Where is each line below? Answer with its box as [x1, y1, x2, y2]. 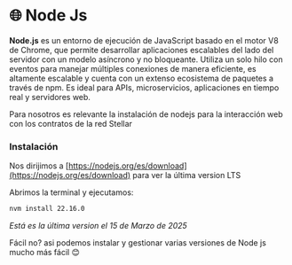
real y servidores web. [9, 91, 91, 102]
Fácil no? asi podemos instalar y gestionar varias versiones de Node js [9, 238, 266, 248]
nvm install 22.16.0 [9, 205, 86, 214]
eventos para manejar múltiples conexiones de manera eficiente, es [9, 63, 256, 74]
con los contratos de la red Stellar [9, 118, 133, 129]
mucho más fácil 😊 [9, 247, 80, 258]
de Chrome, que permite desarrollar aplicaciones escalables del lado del [9, 44, 274, 55]
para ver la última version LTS [132, 170, 241, 181]
